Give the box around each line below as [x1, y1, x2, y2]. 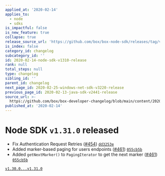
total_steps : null [5, 67, 43, 72]
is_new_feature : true [5, 30, 50, 35]
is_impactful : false [5, 26, 48, 31]
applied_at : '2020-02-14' [5, 7, 58, 12]
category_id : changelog [5, 48, 54, 53]
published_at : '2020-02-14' [5, 104, 63, 108]
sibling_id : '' [5, 76, 36, 81]
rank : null [5, 62, 27, 67]
